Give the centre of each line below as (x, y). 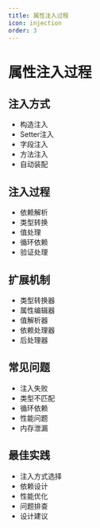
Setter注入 (37, 134)
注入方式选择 (40, 476)
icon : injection (35, 23)
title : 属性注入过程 (38, 16)
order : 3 (23, 30)
